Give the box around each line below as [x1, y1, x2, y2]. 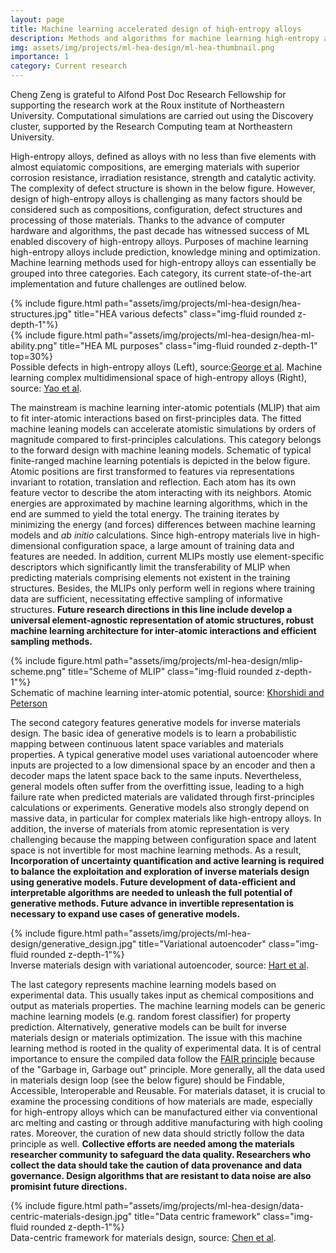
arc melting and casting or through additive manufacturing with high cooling [10, 1117, 323, 1128]
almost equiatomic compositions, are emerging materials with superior [10, 161, 300, 173]
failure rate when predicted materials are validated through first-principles [10, 791, 315, 803]
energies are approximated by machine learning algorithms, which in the [10, 497, 308, 509]
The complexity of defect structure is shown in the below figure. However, [10, 182, 316, 194]
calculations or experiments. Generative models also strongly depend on [10, 802, 310, 813]
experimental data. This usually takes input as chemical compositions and [10, 989, 315, 1001]
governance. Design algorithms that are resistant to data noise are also [10, 1170, 312, 1181]
